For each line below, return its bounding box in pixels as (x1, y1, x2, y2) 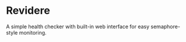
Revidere (6, 4, 51, 17)
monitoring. (19, 29, 47, 36)
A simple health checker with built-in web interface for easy (6, 23, 150, 30)
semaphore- (150, 23, 181, 30)
